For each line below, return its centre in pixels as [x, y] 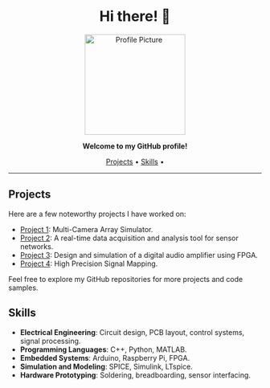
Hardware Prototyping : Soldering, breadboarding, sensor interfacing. [135, 375]
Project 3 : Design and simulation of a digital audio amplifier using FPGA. [139, 255]
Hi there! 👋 [135, 16]
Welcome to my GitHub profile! [135, 146]
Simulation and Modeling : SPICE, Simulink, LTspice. [106, 366]
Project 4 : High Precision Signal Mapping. [89, 263]
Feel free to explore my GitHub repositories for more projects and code [126, 279]
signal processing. [50, 341]
